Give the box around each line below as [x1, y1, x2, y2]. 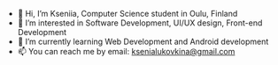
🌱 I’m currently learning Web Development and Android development [17, 36, 269, 47]
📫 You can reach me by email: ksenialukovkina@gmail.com [17, 47, 236, 56]
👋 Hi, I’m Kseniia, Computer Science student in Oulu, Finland [17, 9, 238, 18]
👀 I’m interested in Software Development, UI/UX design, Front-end [17, 18, 263, 28]
